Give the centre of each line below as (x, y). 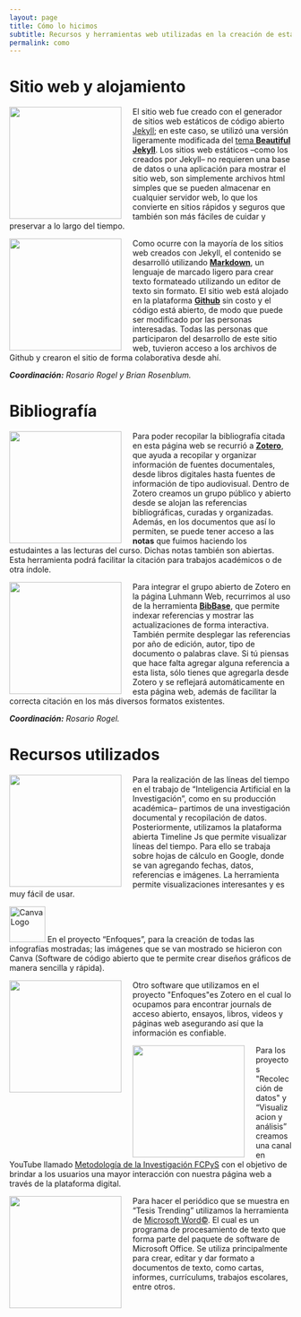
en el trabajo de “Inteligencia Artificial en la (212, 789)
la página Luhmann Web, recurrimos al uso (212, 596)
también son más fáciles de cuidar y (199, 217)
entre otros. (154, 1287)
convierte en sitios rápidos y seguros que (209, 207)
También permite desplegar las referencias (212, 635)
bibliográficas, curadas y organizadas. (203, 513)
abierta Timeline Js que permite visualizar (210, 837)
